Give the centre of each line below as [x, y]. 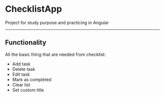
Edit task [21, 74]
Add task [21, 64]
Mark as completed [32, 79]
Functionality [26, 43]
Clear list [21, 85]
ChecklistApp [34, 9]
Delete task [24, 69]
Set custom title [28, 90]
